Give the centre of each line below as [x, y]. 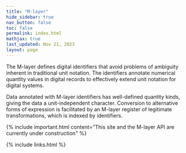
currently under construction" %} [46, 133]
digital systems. [25, 85]
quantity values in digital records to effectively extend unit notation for [91, 79]
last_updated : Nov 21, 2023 [41, 45]
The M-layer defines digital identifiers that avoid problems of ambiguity [92, 66]
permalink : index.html [34, 34]
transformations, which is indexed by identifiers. [64, 115]
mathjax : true [24, 39]
